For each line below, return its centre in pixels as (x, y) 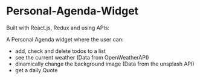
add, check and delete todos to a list (60, 51)
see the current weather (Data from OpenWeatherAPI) (82, 57)
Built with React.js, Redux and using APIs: (58, 28)
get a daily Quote (36, 70)
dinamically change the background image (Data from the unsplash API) (105, 64)
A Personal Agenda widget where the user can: (65, 39)
